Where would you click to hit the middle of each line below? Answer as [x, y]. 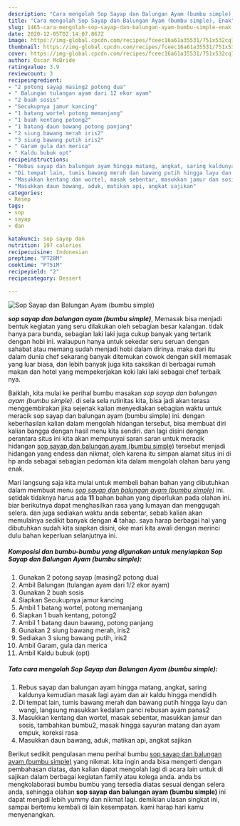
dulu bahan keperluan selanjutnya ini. [63, 535]
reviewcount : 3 [31, 73]
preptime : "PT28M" [35, 258]
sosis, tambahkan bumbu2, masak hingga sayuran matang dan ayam [119, 725]
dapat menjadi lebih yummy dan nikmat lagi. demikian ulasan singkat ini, [114, 799]
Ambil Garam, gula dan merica [63, 645]
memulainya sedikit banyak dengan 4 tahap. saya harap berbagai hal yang [117, 520]
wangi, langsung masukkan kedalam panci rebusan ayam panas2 [114, 710]
